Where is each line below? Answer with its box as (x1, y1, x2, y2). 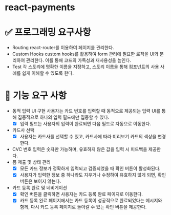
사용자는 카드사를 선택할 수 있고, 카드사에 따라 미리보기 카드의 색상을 (19, 134, 157, 140)
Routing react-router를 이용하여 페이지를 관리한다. (12, 45, 114, 51)
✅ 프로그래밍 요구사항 (5, 27, 91, 38)
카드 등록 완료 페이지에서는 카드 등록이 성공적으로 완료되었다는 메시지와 (19, 198, 162, 204)
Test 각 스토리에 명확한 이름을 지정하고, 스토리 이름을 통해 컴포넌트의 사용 (12, 63, 159, 70)
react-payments (5, 2, 75, 13)
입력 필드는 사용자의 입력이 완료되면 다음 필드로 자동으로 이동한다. (19, 121, 152, 127)
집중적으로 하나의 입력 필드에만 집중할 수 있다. (17, 114, 110, 120)
